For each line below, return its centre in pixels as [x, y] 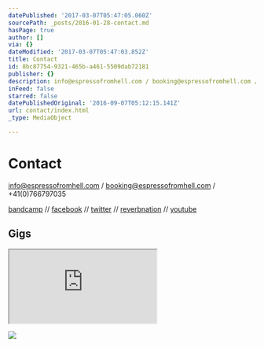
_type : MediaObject [40, 118]
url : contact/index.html [49, 111]
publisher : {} [31, 74]
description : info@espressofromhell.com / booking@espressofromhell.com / [133, 81]
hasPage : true [31, 30]
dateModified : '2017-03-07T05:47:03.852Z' [79, 52]
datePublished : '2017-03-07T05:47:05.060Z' [81, 15]
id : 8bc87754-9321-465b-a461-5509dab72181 [79, 67]
